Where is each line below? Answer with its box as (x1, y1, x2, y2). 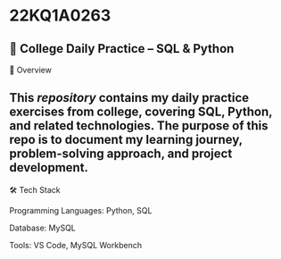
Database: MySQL (9, 222, 76, 233)
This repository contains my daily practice (9, 90, 250, 105)
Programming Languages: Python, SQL (9, 205, 153, 215)
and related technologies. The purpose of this (9, 118, 269, 134)
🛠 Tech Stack (9, 184, 61, 195)
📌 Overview (9, 64, 52, 75)
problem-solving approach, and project (9, 146, 233, 162)
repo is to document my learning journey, (9, 132, 243, 147)
